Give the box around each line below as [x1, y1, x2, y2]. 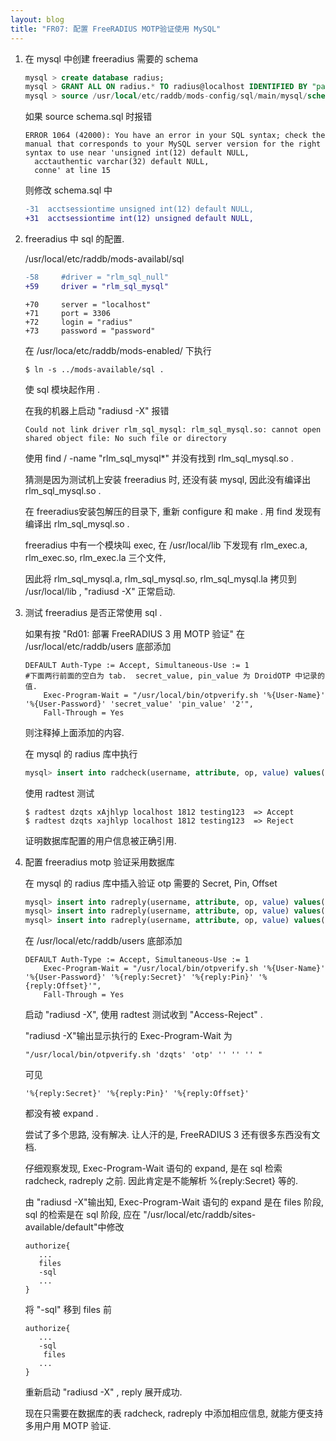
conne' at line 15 [34, 166, 111, 176]
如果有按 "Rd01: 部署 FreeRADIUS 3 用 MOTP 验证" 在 [24, 627, 245, 640]
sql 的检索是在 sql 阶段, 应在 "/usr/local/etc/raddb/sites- [24, 1209, 257, 1221]
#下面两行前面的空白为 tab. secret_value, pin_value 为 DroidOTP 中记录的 [24, 671, 325, 681]
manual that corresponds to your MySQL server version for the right [24, 139, 322, 150]
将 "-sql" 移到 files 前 [24, 1304, 112, 1316]
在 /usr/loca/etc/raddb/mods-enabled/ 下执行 [24, 344, 212, 356]
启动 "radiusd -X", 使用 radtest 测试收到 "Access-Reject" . [24, 1009, 263, 1021]
